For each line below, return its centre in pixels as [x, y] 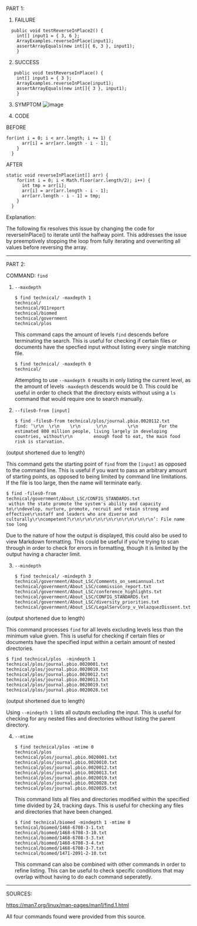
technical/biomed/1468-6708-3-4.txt [59, 843]
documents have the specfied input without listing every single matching [102, 347]
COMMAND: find [27, 276]
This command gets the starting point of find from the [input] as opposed [96, 464]
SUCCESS [27, 62]
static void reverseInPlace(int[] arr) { [57, 175]
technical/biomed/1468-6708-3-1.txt [59, 828]
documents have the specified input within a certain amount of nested [91, 642]
